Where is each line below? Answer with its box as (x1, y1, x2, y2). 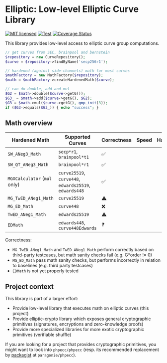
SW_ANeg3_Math (7, 151, 41, 157)
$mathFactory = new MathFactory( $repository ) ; (5, 73, 103, 78)
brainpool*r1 (58, 162, 89, 168)
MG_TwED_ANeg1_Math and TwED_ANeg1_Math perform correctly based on (12, 247, 154, 253)
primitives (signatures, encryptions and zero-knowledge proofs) (12, 321, 144, 327)
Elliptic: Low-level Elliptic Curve (5, 3, 139, 15)
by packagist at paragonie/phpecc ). (5, 352, 77, 358)
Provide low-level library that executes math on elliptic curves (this (12, 305, 149, 311)
